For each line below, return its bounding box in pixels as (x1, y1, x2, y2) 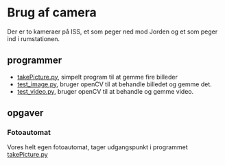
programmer (7, 55, 62, 66)
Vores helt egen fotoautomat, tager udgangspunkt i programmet (7, 143, 188, 151)
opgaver (7, 107, 44, 119)
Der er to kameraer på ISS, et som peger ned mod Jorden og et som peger (7, 27, 218, 36)
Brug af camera (7, 5, 97, 21)
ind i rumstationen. (7, 34, 60, 42)
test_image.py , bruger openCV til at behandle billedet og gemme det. (16, 80, 213, 88)
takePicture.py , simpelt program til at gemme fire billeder (16, 73, 178, 81)
